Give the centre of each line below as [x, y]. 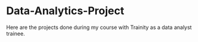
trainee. [16, 33]
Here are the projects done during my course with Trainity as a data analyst [99, 27]
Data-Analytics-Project [65, 11]
